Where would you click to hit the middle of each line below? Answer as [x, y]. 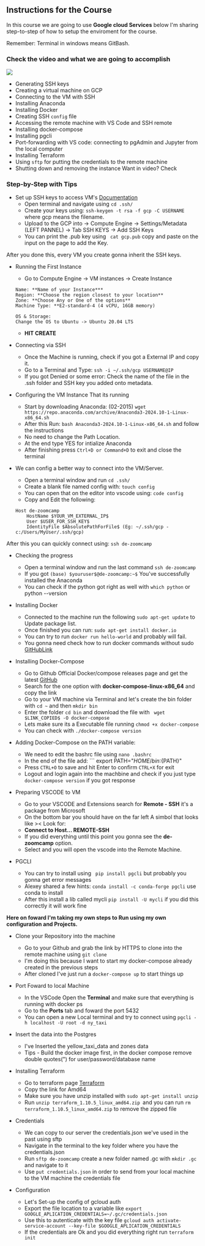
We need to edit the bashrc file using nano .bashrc [88, 755]
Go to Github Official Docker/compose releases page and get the [106, 673]
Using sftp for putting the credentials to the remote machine [91, 162]
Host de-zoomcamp [37, 511]
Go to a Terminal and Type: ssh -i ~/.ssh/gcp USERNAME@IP [99, 370]
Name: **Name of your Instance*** [59, 290]
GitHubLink [39, 650]
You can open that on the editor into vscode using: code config [104, 493]
